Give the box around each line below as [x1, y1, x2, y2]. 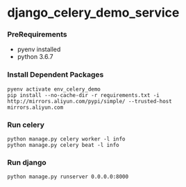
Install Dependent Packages [7, 70, 104, 80]
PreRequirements [7, 30, 67, 39]
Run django [7, 158, 46, 167]
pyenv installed [17, 45, 61, 53]
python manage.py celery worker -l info [7, 136, 126, 143]
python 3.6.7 [17, 53, 53, 61]
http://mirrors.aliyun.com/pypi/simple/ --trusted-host [7, 98, 172, 105]
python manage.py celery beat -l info [7, 142, 119, 149]
